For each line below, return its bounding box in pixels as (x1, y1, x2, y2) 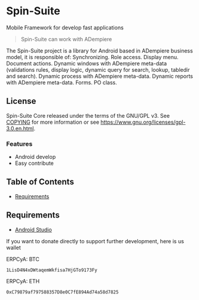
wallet (6, 244, 21, 251)
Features (6, 139, 33, 148)
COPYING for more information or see (6, 118, 100, 125)
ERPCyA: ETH (6, 277, 40, 284)
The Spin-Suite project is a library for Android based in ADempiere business (6, 47, 193, 54)
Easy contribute (14, 160, 54, 167)
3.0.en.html (6, 124, 34, 132)
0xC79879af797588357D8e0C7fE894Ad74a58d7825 (6, 289, 119, 295)
